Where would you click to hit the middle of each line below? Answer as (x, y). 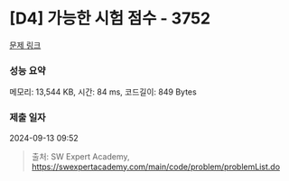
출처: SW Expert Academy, (80, 156)
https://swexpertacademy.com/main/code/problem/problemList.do (156, 167)
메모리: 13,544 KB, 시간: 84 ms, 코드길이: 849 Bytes (103, 92)
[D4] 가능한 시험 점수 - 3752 (110, 18)
